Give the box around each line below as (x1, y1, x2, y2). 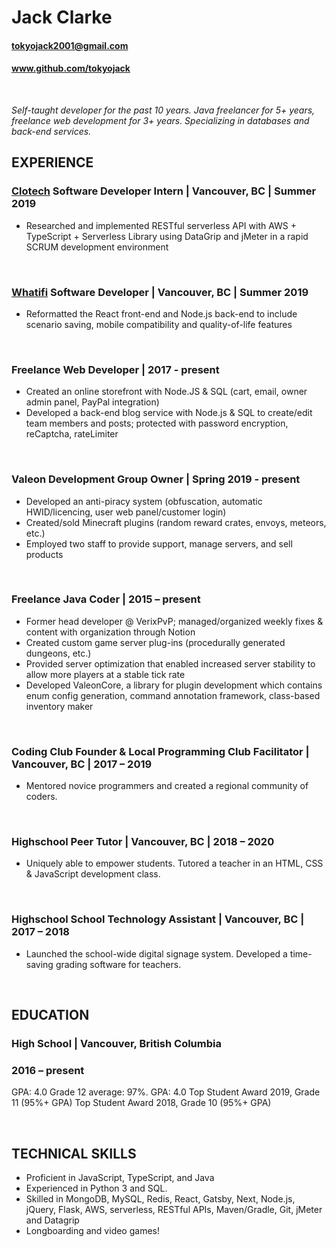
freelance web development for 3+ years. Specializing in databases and (11, 114, 310, 126)
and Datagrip (25, 1214, 80, 1226)
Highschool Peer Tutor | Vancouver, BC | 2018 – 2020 (11, 835, 275, 849)
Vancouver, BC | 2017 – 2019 (11, 757, 153, 771)
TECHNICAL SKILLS (11, 1145, 137, 1162)
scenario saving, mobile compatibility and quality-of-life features (25, 318, 293, 330)
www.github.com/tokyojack (11, 62, 131, 75)
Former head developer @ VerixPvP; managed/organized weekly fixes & (25, 615, 324, 627)
